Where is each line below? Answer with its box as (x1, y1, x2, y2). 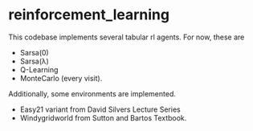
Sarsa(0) (19, 47, 50, 57)
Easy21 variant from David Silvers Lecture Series (19, 104, 181, 114)
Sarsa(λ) (19, 56, 50, 66)
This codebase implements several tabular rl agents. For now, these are (8, 32, 245, 42)
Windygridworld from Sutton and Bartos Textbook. (19, 113, 187, 122)
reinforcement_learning (8, 6, 170, 24)
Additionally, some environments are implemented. (8, 88, 177, 98)
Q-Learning (19, 64, 59, 74)
